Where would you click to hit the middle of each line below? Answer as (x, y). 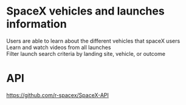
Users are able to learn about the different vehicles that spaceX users (93, 41)
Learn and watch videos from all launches (59, 47)
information (36, 24)
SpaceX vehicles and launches (86, 11)
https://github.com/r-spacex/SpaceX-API (58, 95)
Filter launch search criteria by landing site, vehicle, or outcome (86, 53)
